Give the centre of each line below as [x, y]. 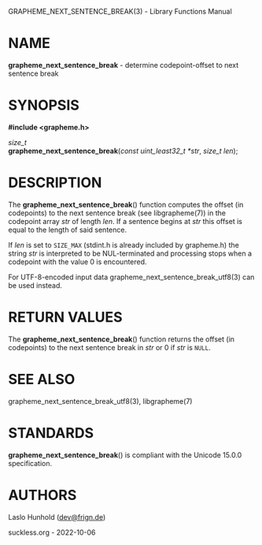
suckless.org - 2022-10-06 [52, 532]
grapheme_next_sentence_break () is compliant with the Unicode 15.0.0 [125, 455]
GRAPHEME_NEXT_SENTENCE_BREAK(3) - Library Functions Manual [120, 11]
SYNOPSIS [44, 105]
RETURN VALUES [66, 317]
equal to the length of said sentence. [68, 230]
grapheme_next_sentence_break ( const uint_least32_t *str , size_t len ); [123, 151]
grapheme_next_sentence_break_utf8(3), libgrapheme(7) [100, 401]
